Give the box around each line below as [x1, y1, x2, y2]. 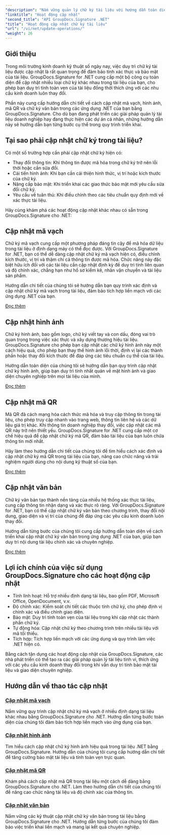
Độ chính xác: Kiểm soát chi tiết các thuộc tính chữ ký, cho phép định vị [12, 603, 162, 610]
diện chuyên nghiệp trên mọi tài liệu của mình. [5, 373, 102, 379]
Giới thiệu [5, 50, 36, 58]
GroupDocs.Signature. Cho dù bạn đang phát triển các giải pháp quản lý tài [5, 110, 162, 117]
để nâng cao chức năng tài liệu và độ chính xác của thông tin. [5, 789, 134, 795]
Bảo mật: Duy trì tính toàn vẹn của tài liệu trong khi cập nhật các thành [12, 614, 159, 620]
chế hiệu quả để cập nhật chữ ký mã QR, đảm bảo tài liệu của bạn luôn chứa [5, 433, 164, 439]
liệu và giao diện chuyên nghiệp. [5, 667, 73, 673]
